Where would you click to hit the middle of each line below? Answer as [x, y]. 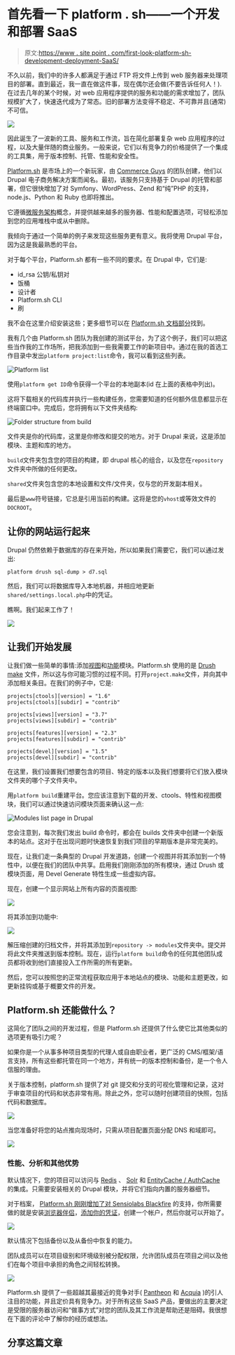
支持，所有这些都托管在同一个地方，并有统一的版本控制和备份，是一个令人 [120, 1061]
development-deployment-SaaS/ [71, 60]
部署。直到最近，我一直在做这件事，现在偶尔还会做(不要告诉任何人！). [121, 84]
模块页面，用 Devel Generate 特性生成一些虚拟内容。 [83, 873]
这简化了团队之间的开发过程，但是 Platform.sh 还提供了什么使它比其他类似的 [117, 1029]
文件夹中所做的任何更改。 [44, 468]
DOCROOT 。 [22, 507]
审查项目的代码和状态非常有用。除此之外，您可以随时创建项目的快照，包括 [120, 1093]
